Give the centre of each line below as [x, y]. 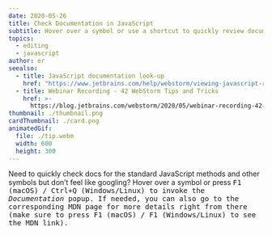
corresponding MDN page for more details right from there [128, 207]
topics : [21, 38]
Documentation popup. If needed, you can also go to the [124, 199]
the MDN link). [38, 223]
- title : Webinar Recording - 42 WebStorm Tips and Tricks [117, 91]
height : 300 [36, 151]
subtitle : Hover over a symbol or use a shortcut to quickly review [126, 31]
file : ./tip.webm [45, 136]
